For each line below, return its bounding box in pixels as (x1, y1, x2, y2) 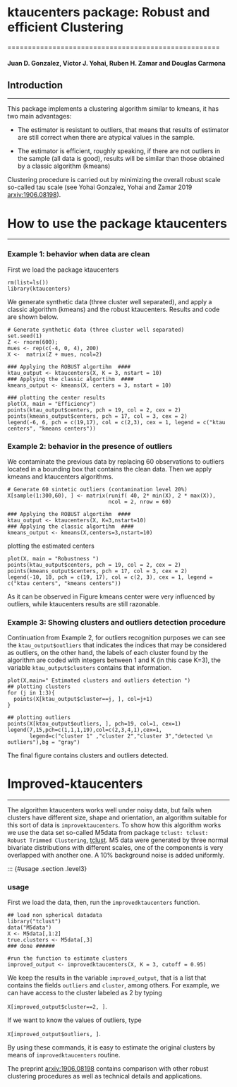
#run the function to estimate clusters (7, 955, 128, 962)
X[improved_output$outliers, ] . (7, 1030, 101, 1038)
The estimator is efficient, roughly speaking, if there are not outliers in (17, 147, 221, 155)
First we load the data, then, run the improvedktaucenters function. (7, 898, 200, 907)
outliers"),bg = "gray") (7, 739, 80, 746)
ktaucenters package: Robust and (7, 4, 210, 20)
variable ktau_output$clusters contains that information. (7, 663, 172, 672)
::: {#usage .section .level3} (7, 865, 87, 873)
